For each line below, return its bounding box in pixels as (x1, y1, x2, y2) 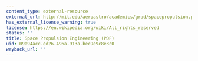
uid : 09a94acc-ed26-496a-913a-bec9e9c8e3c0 (6, 41, 115, 47)
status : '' (6, 30, 33, 36)
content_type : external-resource (6, 8, 88, 15)
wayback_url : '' (6, 46, 46, 52)
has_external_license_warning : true (6, 19, 96, 25)
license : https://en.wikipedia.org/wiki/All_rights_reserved (6, 24, 160, 31)
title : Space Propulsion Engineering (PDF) (6, 35, 115, 41)
